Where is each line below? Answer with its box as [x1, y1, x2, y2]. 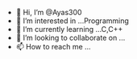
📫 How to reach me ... [15, 42, 91, 51]
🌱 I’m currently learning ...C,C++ [15, 25, 123, 33]
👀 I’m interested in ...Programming [15, 16, 129, 26]
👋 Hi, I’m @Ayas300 [15, 8, 82, 17]
